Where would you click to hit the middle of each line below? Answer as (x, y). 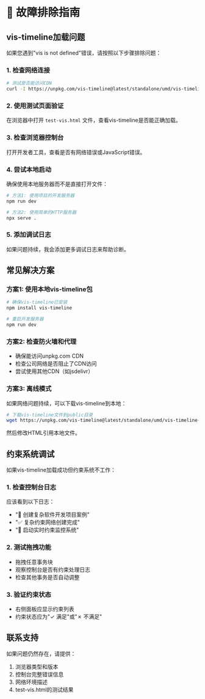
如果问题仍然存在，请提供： (41, 653)
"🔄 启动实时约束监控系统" (47, 530)
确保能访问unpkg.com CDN (49, 356)
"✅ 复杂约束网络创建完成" (48, 522)
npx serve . (21, 218)
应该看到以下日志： (31, 501)
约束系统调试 (31, 454)
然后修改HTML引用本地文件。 (44, 433)
